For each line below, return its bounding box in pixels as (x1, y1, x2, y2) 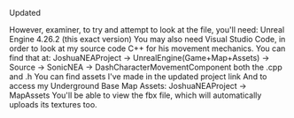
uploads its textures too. (9, 100, 97, 109)
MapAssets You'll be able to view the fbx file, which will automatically (9, 90, 262, 100)
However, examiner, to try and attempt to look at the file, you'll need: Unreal (9, 25, 285, 34)
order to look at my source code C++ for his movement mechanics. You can (9, 43, 286, 54)
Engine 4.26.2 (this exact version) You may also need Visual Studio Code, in (9, 34, 286, 44)
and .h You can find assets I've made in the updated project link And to (9, 71, 267, 82)
